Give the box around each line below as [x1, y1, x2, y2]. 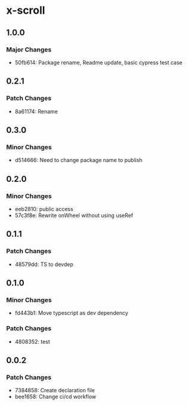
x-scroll [6, 4, 45, 17]
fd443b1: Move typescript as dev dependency [14, 309, 128, 317]
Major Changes [6, 45, 52, 54]
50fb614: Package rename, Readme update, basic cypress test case [14, 59, 183, 66]
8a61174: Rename [14, 108, 58, 115]
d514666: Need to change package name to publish [14, 157, 143, 164]
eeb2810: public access [14, 205, 73, 212]
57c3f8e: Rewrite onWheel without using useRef [14, 212, 133, 219]
